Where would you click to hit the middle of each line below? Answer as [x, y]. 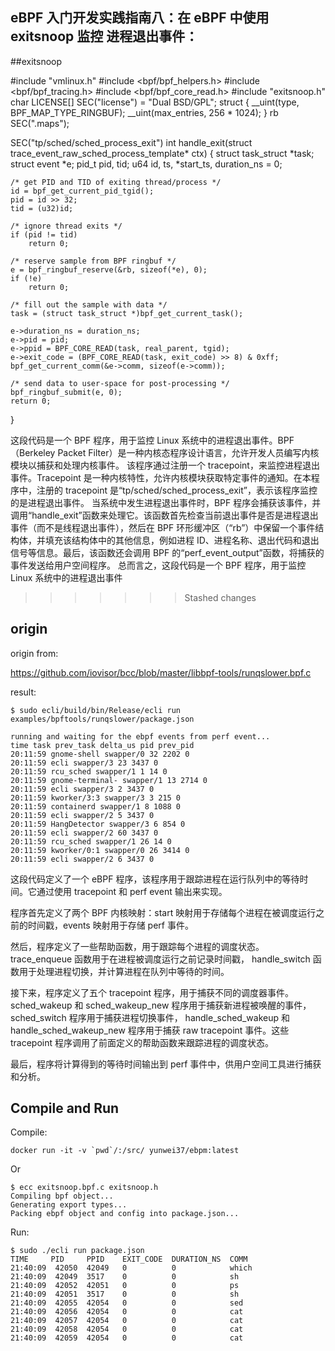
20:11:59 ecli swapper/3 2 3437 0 [82, 789]
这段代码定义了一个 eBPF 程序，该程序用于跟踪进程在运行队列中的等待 [155, 879]
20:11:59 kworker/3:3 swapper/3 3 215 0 [96, 798]
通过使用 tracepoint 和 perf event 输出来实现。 [132, 891]
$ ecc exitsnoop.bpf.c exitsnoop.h [84, 1188]
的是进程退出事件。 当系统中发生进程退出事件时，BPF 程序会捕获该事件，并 [166, 502]
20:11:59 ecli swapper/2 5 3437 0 [82, 815]
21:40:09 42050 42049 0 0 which [131, 1268]
